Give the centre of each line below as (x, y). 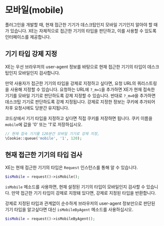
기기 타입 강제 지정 (31, 54)
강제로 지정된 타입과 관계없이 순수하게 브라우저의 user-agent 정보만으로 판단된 (80, 203)
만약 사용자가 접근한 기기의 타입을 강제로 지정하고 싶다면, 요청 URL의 (70, 83)
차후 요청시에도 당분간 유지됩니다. (37, 108)
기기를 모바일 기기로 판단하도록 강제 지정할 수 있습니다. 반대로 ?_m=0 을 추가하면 (80, 95)
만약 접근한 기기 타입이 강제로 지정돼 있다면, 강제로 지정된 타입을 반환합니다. (84, 193)
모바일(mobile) (34, 10)
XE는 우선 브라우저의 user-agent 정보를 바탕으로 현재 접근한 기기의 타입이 (76, 66)
